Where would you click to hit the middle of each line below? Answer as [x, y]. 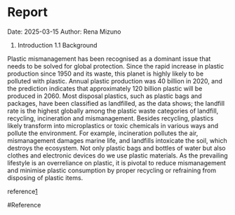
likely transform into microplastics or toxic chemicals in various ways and [113, 125]
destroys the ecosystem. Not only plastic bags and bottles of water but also [116, 148]
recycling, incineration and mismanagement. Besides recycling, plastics [110, 118]
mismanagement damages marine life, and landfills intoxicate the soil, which [117, 140]
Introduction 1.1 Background [57, 45]
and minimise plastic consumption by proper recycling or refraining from [112, 170]
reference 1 [22, 191]
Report [27, 12]
